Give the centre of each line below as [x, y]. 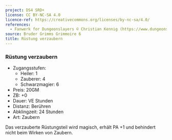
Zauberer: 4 [33, 79]
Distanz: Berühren [32, 107]
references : [18, 24]
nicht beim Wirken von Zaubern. [39, 133]
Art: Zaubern [26, 117]
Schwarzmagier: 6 [40, 84]
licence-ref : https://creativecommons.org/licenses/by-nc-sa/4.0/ [78, 20]
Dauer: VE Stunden [33, 101]
